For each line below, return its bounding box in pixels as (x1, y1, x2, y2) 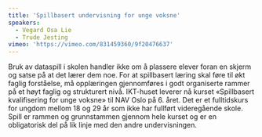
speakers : (8, 19, 41, 27)
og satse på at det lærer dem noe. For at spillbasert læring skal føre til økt (8, 70, 246, 80)
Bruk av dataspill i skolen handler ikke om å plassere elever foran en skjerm (8, 62, 252, 71)
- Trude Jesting (15, 33, 68, 41)
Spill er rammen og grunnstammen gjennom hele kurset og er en (8, 112, 217, 121)
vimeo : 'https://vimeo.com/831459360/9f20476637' (8, 41, 174, 49)
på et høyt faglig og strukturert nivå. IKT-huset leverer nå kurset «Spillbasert (8, 87, 255, 96)
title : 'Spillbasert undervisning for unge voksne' (8, 11, 180, 20)
